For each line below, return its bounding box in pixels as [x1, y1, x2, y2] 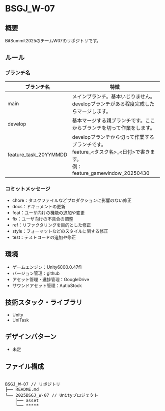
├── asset [15, 398, 39, 404]
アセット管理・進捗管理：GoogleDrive [12, 276, 89, 282]
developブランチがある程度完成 [72, 100, 145, 107]
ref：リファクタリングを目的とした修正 [12, 222, 91, 228]
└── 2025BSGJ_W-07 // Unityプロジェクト [5, 392, 99, 398]
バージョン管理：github [12, 270, 60, 276]
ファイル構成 [5, 362, 44, 371]
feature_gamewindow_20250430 [72, 169, 150, 176]
